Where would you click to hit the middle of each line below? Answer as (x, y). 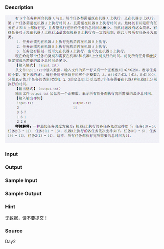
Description (19, 7)
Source (14, 231)
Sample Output (23, 193)
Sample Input (21, 180)
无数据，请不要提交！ (26, 218)
